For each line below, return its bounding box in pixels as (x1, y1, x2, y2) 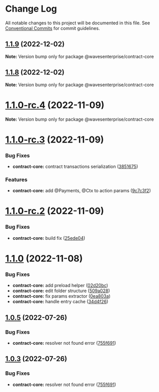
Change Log (5, 3, 57, 15)
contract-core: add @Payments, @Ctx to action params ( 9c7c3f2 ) (12, 188, 151, 194)
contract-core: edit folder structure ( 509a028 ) (12, 288, 110, 294)
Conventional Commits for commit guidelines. (5, 25, 100, 31)
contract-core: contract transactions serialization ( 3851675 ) (12, 163, 138, 169)
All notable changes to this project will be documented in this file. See (5, 20, 150, 26)
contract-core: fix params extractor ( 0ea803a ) (12, 293, 111, 299)
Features (5, 176, 28, 183)
